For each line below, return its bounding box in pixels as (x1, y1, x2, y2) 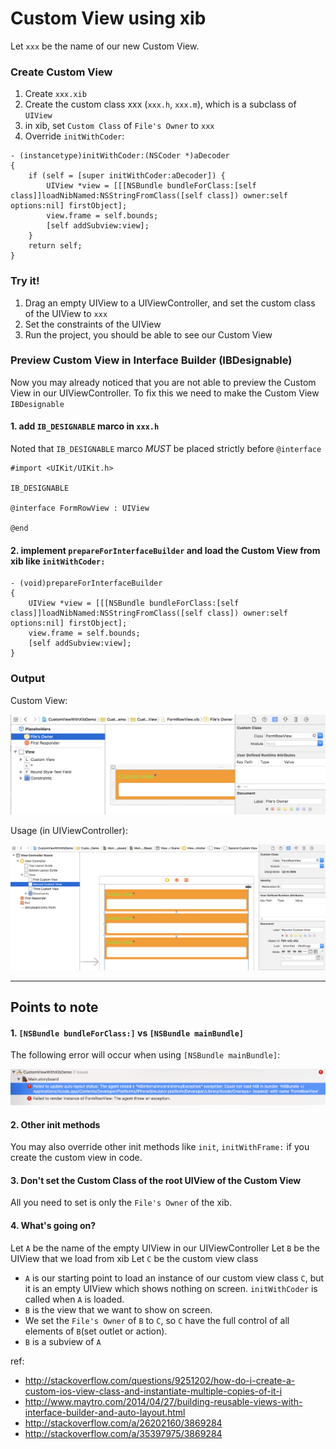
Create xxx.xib (24, 88, 87, 100)
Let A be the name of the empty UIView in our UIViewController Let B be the (10, 1242, 321, 1254)
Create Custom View (10, 65, 113, 79)
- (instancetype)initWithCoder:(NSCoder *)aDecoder (10, 151, 230, 161)
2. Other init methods (10, 1118, 101, 1131)
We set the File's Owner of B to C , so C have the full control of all (24, 1314, 290, 1326)
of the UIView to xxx (24, 307, 108, 319)
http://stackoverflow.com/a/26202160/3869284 (24, 1417, 223, 1429)
